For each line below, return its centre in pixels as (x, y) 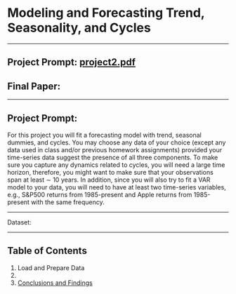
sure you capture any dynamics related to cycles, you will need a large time (116, 165)
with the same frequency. (68, 202)
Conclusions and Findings (55, 283)
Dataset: (19, 222)
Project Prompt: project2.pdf (71, 62)
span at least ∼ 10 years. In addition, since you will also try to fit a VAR (109, 180)
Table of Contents (47, 251)
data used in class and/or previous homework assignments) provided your (115, 149)
